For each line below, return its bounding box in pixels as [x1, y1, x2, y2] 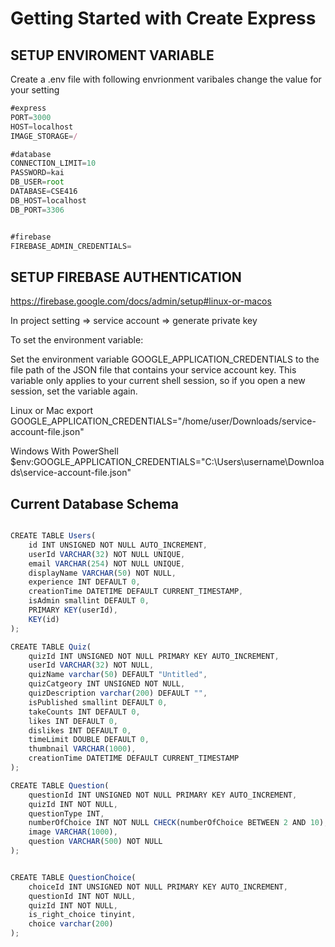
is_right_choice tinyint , [28, 910, 137, 920]
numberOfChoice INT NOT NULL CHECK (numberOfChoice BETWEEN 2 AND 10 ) [28, 818, 325, 828]
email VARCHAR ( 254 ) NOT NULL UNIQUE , [28, 558, 186, 569]
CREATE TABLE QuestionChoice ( [10, 872, 137, 882]
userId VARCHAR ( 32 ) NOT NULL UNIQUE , [28, 549, 186, 559]
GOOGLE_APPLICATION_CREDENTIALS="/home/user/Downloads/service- [10, 415, 317, 427]
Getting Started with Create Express [10, 7, 317, 30]
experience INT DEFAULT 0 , [28, 577, 141, 587]
